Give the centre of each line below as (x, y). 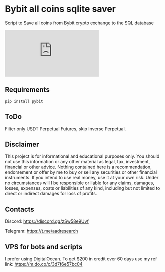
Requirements (27, 90)
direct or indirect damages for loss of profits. (51, 194)
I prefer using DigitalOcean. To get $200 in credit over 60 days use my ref (81, 259)
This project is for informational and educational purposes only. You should (82, 156)
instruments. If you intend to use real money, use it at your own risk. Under (82, 178)
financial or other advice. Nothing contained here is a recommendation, (78, 167)
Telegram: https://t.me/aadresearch (42, 231)
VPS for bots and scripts (44, 247)
